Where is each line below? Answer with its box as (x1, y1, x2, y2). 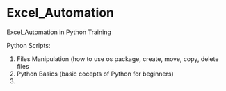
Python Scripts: (6, 41, 51, 49)
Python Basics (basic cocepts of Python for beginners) (16, 69, 175, 78)
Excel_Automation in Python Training (6, 28, 112, 36)
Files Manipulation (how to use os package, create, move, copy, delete (16, 54, 219, 63)
